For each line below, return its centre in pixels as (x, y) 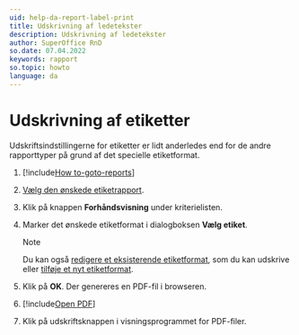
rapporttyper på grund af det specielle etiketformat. (105, 154)
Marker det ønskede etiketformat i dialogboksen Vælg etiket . (135, 225)
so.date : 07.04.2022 (48, 51)
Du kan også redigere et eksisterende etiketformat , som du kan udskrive (156, 259)
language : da (34, 76)
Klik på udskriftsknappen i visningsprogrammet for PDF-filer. (134, 321)
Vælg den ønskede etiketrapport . (83, 190)
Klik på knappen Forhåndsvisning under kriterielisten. (122, 207)
